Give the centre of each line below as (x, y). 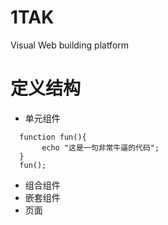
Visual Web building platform (70, 45)
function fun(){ (53, 137)
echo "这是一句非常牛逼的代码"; (100, 147)
